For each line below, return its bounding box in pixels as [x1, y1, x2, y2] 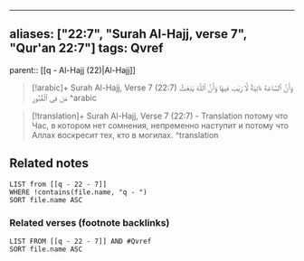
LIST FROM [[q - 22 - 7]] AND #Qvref [9, 237, 152, 246]
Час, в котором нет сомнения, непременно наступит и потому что [31, 119, 290, 131]
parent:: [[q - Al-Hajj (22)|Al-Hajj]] [9, 64, 136, 75]
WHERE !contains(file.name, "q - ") [9, 187, 147, 197]
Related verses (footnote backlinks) [9, 216, 170, 228]
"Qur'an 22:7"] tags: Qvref [9, 41, 164, 56]
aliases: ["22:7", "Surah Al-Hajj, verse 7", [9, 26, 247, 42]
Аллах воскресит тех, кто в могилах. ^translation [31, 129, 219, 140]
